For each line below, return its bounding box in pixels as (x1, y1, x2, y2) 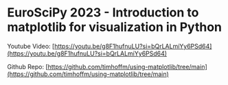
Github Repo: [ (7, 62, 48, 71)
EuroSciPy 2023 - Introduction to (7, 5, 199, 21)
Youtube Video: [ (7, 42, 55, 50)
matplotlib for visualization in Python (7, 19, 222, 35)
